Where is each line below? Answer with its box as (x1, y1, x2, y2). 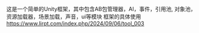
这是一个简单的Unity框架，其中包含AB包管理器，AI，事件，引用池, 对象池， (6, 5, 197, 12)
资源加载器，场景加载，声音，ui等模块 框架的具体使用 (6, 13, 141, 20)
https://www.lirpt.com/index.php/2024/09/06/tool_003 (6, 20, 145, 27)
